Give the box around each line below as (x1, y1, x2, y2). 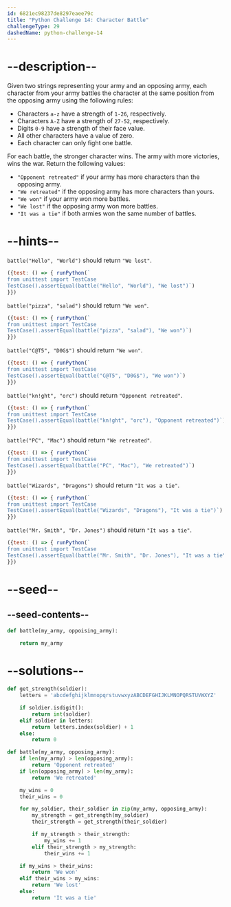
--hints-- (7, 233, 60, 249)
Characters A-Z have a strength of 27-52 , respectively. (16, 117, 170, 125)
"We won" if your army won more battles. (16, 195, 131, 203)
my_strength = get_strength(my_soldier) (32, 812, 149, 819)
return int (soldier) (32, 710, 91, 718)
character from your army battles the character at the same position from (7, 89, 214, 97)
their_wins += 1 (43, 850, 91, 857)
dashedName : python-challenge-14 (7, 29, 103, 36)
